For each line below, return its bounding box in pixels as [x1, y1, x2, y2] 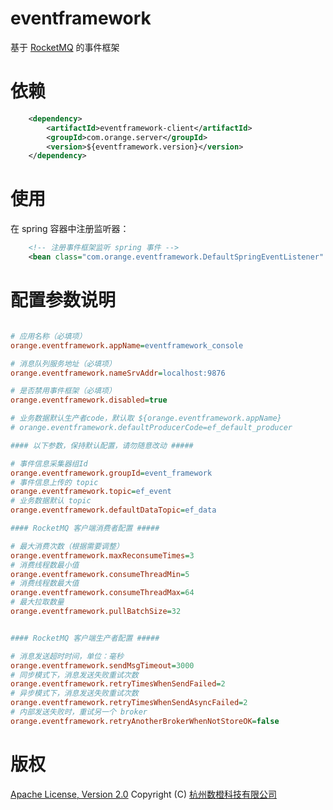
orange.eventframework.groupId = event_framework [10, 468, 213, 478]
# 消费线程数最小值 [10, 560, 80, 570]
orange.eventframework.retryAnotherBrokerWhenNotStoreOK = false [10, 716, 280, 726]
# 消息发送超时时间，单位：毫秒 [10, 651, 124, 661]
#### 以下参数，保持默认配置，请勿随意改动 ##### [10, 440, 194, 451]
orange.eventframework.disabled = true [10, 395, 168, 406]
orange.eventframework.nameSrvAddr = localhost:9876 [10, 368, 226, 378]
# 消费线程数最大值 [10, 578, 80, 589]
